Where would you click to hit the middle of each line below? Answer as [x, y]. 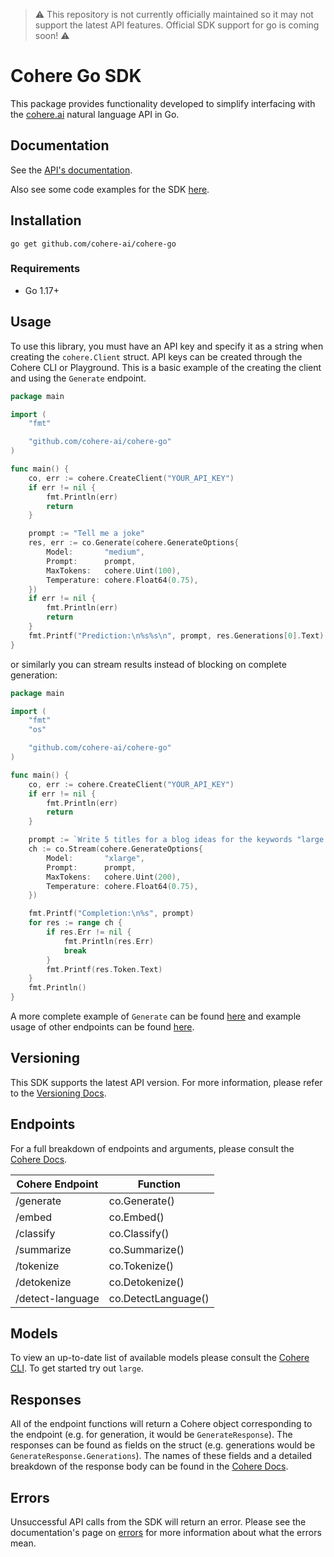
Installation [46, 220]
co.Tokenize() [141, 1266]
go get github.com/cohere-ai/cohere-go [93, 244]
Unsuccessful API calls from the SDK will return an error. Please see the [158, 1522]
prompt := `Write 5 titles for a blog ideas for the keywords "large [176, 840]
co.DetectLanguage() [159, 1298]
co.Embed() [136, 1217]
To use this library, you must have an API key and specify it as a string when [167, 346]
